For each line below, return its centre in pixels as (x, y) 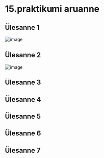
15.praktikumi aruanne (52, 9)
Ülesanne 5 (23, 116)
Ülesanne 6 (23, 133)
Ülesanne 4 (23, 100)
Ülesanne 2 (23, 55)
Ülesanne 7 (23, 150)
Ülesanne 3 (23, 83)
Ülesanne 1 (22, 28)
